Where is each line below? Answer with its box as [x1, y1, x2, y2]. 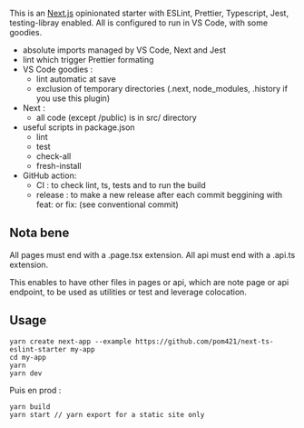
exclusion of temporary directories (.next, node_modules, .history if [35, 84, 289, 94]
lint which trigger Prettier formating [22, 55, 154, 65]
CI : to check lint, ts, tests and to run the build [35, 180, 206, 190]
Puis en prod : [9, 384, 62, 395]
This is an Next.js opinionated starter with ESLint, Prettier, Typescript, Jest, [9, 8, 289, 18]
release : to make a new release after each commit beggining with [35, 190, 283, 200]
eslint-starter [9, 344, 67, 353]
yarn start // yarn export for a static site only [9, 410, 205, 419]
